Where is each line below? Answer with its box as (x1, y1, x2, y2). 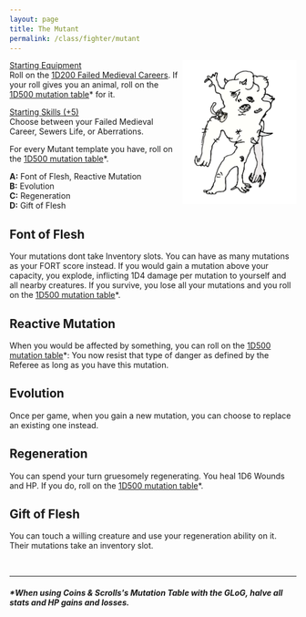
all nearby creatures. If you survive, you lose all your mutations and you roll (9, 280, 291, 291)
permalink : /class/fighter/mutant (9, 34, 141, 43)
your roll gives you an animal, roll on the (9, 79, 159, 90)
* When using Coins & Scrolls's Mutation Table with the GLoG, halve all (9, 588, 283, 599)
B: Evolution (9, 180, 55, 191)
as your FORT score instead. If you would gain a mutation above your (9, 261, 269, 272)
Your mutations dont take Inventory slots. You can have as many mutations (9, 251, 290, 262)
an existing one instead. (9, 419, 99, 430)
